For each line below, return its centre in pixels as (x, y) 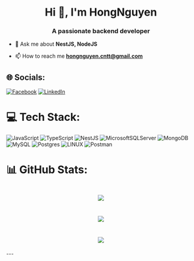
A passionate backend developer (101, 31)
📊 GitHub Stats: (47, 170)
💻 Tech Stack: (43, 117)
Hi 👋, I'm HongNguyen (101, 12)
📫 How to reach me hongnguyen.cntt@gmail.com (79, 56)
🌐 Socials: (26, 77)
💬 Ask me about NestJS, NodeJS (56, 44)
